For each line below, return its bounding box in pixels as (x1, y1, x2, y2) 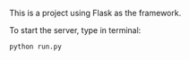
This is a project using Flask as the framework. (9, 8, 182, 18)
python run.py (9, 42, 63, 51)
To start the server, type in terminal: (9, 25, 142, 35)
